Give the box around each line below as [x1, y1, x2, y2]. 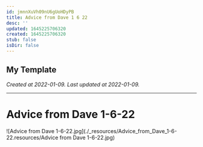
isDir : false [6, 43, 39, 49]
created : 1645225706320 [6, 31, 66, 37]
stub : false [6, 37, 36, 43]
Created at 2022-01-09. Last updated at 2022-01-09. [6, 81, 140, 88]
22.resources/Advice [6, 134, 59, 141]
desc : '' [6, 20, 28, 26]
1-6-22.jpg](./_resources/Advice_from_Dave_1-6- [56, 127, 177, 134]
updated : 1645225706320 [6, 25, 66, 32]
